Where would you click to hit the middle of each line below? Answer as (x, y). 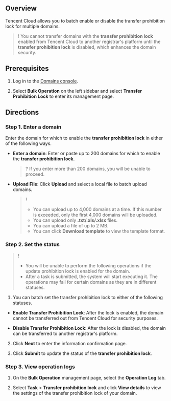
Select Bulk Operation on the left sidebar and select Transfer (77, 91)
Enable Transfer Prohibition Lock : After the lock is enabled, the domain (88, 312)
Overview (21, 8)
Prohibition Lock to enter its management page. (63, 96)
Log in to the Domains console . (45, 81)
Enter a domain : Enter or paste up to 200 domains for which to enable (86, 154)
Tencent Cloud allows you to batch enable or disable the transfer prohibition (85, 20)
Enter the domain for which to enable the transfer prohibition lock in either (84, 138)
